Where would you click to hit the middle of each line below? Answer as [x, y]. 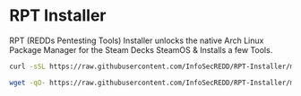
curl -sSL [28, 66]
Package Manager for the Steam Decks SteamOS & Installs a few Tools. [141, 49]
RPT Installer [58, 16]
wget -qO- [28, 83]
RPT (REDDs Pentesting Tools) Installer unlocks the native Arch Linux [137, 40]
